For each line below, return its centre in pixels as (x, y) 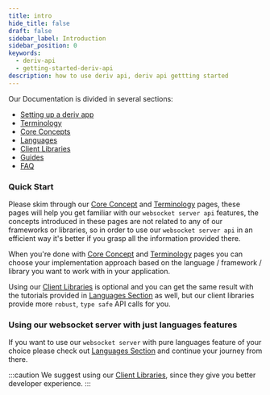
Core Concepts (45, 131)
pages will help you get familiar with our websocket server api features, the (134, 212)
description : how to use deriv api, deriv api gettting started (118, 76)
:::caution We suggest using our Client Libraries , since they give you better (132, 375)
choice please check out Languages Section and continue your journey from (135, 351)
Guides (32, 157)
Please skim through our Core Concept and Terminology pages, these (124, 204)
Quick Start (31, 186)
